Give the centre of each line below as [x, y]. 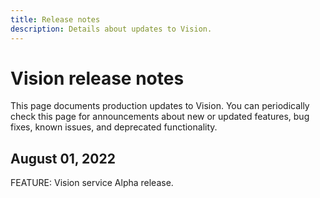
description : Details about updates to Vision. [111, 29]
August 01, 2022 [63, 158]
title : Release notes [55, 19]
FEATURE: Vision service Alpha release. [92, 183]
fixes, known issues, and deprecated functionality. [114, 127]
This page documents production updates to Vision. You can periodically [160, 106]
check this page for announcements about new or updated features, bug [160, 117]
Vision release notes [97, 78]
